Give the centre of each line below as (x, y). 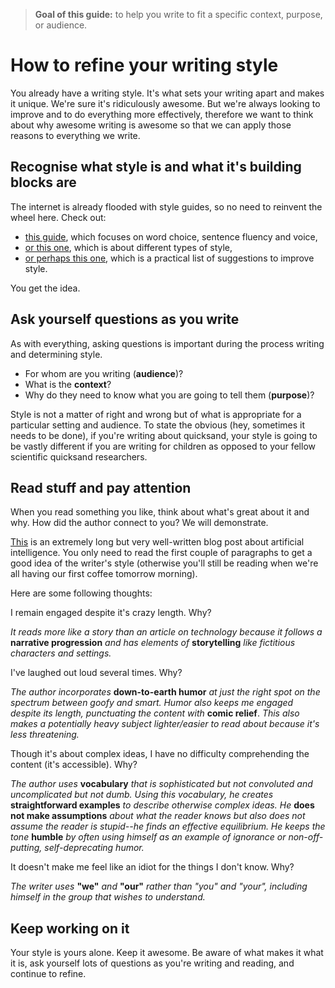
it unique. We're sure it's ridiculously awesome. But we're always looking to (165, 103)
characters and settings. (61, 653)
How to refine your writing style (144, 65)
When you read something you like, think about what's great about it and (160, 512)
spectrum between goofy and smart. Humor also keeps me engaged (152, 703)
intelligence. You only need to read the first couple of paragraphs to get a (161, 553)
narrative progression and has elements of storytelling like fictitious (153, 643)
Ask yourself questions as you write (125, 319)
